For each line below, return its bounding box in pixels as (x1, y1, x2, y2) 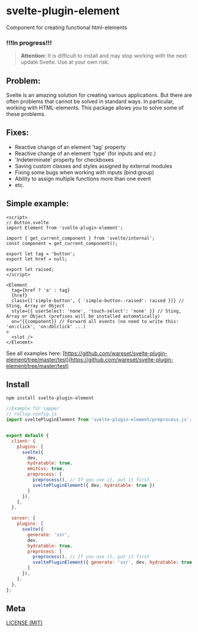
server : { (11, 515, 36, 521)
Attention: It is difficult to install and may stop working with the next (20, 52, 187, 59)
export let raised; (6, 266, 55, 272)
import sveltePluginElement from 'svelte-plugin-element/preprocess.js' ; (6, 417, 193, 423)
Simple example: (6, 199, 69, 209)
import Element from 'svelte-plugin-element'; (6, 225, 123, 231)
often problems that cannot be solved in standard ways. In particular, (6, 98, 174, 105)
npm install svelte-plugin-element (6, 395, 94, 401)
